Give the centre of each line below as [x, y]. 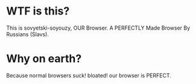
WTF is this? [38, 11]
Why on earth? [44, 59]
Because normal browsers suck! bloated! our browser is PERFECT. [89, 75]
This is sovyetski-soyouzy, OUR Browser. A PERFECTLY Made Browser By [98, 28]
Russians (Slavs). [28, 34]
